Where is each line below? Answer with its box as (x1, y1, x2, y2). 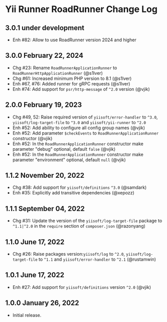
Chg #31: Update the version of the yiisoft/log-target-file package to (12, 218, 162, 224)
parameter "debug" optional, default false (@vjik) (12, 146, 116, 152)
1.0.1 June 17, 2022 (5, 271, 64, 279)
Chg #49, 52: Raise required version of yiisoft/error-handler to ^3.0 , (12, 114, 158, 120)
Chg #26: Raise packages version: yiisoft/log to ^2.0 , (12, 251, 125, 257)
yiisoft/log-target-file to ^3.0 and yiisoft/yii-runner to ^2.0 (12, 119, 146, 125)
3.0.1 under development (5, 24, 84, 32)
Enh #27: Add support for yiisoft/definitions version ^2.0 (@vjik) (12, 284, 151, 290)
